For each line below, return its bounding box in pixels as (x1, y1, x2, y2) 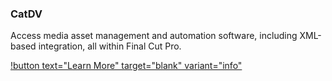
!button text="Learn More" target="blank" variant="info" (10, 60, 243, 72)
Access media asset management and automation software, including (10, 30, 298, 42)
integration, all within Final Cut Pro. (38, 40, 182, 52)
